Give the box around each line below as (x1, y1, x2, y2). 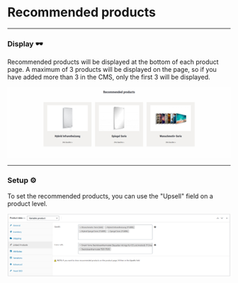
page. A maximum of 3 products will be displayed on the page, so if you (7, 65, 217, 74)
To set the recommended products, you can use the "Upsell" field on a (7, 191, 214, 200)
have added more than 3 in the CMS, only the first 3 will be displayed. (7, 73, 210, 82)
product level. (7, 199, 47, 208)
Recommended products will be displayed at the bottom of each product (7, 58, 219, 66)
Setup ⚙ (7, 176, 37, 186)
